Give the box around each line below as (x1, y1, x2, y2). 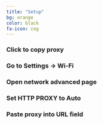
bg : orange (6, 14, 34, 20)
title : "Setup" (6, 8, 45, 15)
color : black (6, 20, 39, 26)
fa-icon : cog (6, 25, 39, 32)
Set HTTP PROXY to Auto (6, 94, 81, 102)
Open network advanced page (6, 78, 97, 86)
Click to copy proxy (6, 46, 64, 54)
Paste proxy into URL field (6, 110, 83, 118)
